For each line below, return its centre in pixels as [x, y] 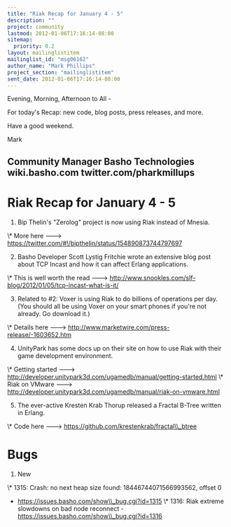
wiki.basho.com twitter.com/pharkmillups [101, 172]
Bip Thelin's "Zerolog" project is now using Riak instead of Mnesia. [113, 222]
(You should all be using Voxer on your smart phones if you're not [112, 306]
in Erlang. [31, 412]
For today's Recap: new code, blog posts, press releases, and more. [105, 112]
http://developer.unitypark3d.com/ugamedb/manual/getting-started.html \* [115, 376]
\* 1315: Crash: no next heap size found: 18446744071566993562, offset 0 [114, 487]
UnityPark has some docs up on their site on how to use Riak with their [119, 348]
